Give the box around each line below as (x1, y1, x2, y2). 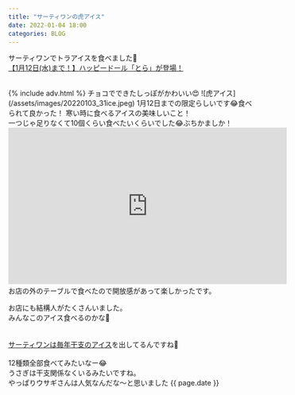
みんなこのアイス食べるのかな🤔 (8, 313, 111, 323)
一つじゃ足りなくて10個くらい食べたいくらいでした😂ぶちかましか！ (8, 118, 233, 128)
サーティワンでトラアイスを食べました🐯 (8, 53, 138, 63)
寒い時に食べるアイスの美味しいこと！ (65, 108, 191, 118)
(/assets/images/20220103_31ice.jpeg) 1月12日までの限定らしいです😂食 (8, 99, 246, 108)
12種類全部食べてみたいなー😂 (8, 358, 107, 368)
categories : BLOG (8, 29, 66, 37)
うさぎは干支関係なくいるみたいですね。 (8, 368, 141, 378)
